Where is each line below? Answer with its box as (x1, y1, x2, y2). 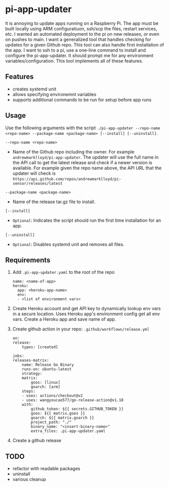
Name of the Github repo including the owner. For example (12, 149, 135, 155)
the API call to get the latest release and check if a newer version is (12, 159, 152, 165)
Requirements (5, 256, 50, 264)
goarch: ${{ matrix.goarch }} (31, 415, 94, 420)
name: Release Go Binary (22, 362, 74, 367)
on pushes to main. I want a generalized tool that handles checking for (5, 36, 151, 42)
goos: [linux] (31, 380, 61, 385)
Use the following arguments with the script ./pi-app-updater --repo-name (5, 125, 160, 131)
